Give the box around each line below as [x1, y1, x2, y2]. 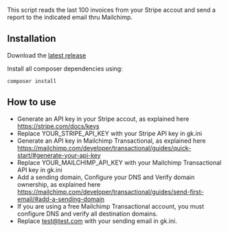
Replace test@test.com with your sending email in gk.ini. [16, 216, 177, 225]
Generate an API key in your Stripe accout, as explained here [16, 115, 190, 123]
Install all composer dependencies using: [7, 65, 124, 73]
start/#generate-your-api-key [16, 151, 101, 159]
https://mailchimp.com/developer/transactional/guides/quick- [16, 143, 192, 152]
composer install [7, 78, 57, 84]
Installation [7, 33, 56, 45]
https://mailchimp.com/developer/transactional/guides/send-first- [16, 187, 204, 196]
